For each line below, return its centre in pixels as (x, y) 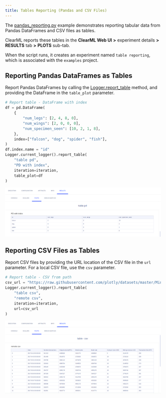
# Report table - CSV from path (38, 277)
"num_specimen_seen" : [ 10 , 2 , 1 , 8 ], (62, 129)
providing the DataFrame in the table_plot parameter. (60, 93)
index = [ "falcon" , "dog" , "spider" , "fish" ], (61, 139)
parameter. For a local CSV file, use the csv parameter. (61, 268)
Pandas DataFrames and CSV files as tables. (50, 30)
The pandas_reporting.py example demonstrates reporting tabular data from (83, 25)
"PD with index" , (32, 165)
